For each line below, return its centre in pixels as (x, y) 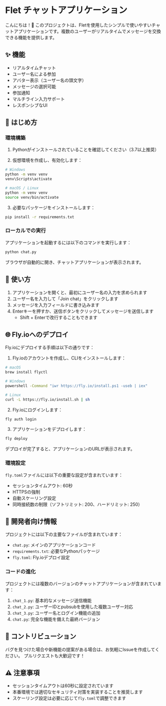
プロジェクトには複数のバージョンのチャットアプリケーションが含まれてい (81, 583)
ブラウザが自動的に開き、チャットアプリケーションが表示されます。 (75, 262)
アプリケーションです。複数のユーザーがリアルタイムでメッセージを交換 (87, 31)
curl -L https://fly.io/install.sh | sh (48, 399)
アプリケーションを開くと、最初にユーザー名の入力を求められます (80, 292)
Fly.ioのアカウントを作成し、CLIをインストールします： (69, 358)
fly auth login (21, 419)
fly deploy (16, 439)
